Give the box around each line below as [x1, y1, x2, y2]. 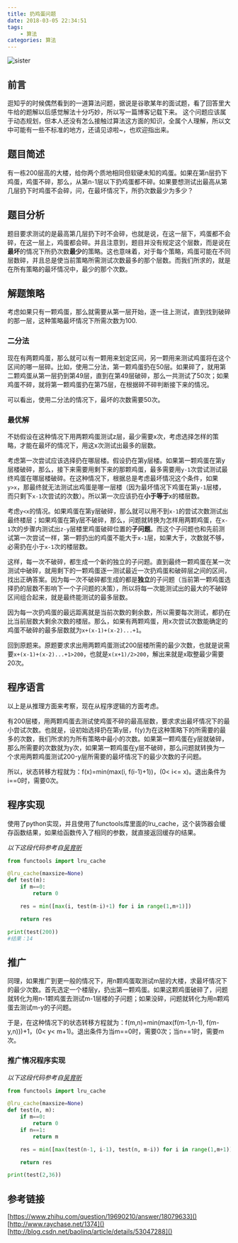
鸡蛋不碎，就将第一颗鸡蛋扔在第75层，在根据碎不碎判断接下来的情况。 [7, 380, 214, 389]
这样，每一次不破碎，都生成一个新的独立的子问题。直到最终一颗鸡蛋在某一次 [7, 557, 231, 565]
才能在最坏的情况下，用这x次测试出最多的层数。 [19, 441, 160, 450]
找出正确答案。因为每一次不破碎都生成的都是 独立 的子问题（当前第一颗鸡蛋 [7, 575, 225, 583]
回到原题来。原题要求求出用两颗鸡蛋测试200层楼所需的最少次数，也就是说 [7, 641, 225, 649]
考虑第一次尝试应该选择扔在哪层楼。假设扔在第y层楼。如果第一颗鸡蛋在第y [7, 456, 225, 465]
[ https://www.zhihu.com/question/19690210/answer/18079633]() [7, 1212, 197, 1221]
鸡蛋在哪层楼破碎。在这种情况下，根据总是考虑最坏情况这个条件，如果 [13, 474, 218, 482]
